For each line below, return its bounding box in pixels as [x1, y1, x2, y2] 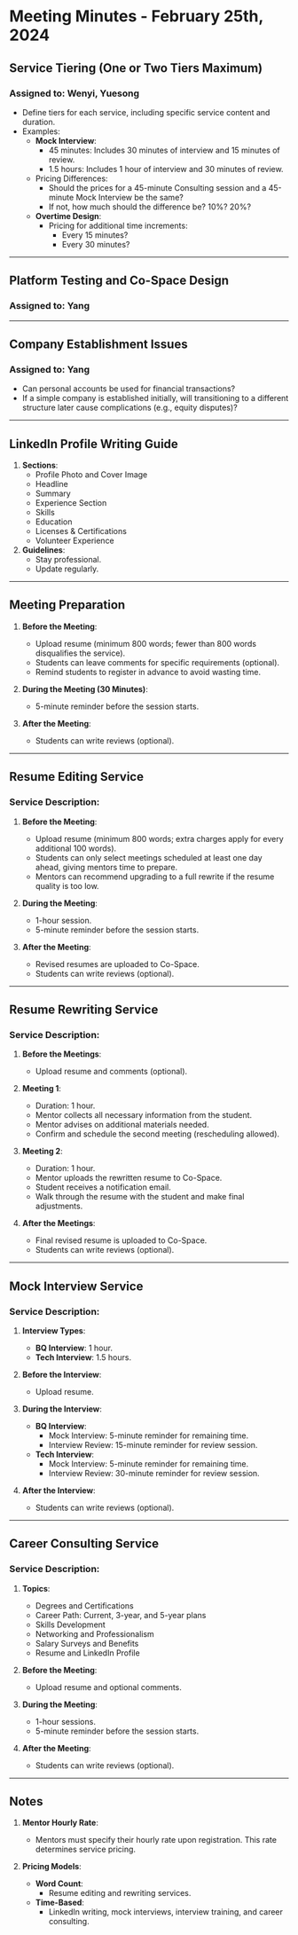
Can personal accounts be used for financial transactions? [21, 383, 236, 394]
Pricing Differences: [35, 173, 108, 184]
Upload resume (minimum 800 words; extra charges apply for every [35, 833, 284, 844]
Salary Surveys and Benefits [35, 1638, 139, 1648]
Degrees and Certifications [35, 1600, 135, 1611]
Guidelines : [21, 545, 66, 555]
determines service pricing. [35, 1844, 136, 1855]
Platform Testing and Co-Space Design [9, 273, 229, 288]
